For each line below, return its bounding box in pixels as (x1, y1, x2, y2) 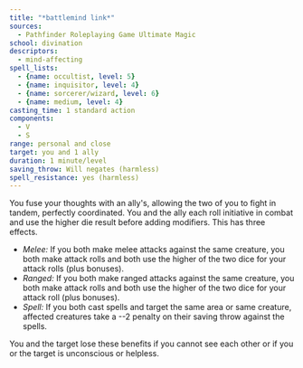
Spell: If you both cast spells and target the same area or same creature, (22, 302, 292, 313)
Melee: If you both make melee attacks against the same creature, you (22, 244, 285, 255)
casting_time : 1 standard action (9, 106, 136, 115)
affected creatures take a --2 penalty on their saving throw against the (22, 311, 285, 322)
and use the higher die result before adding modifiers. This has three (9, 217, 266, 228)
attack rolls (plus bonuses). (22, 263, 125, 274)
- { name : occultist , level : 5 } (17, 72, 136, 81)
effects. (9, 227, 38, 238)
